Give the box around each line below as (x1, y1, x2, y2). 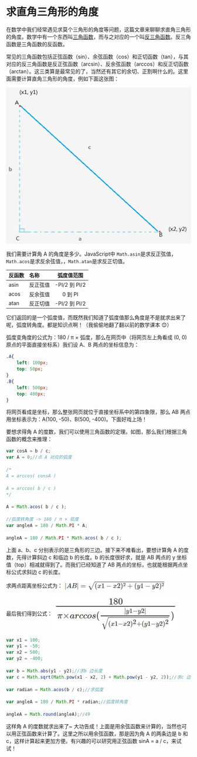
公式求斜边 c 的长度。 (11, 568, 63, 575)
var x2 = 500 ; (6, 649, 41, 655)
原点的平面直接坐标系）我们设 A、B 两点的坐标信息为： (6, 341, 140, 349)
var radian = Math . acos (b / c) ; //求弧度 (6, 686, 104, 692)
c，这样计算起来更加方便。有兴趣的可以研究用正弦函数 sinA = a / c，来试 (6, 737, 182, 744)
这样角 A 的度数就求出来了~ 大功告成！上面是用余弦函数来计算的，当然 (6, 722, 177, 729)
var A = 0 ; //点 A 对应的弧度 (6, 454, 72, 460)
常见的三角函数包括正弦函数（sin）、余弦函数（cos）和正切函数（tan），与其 (6, 53, 189, 60)
